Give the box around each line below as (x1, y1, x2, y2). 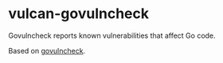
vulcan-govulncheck (8, 5, 150, 23)
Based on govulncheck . (8, 46, 86, 55)
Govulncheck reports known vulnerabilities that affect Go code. (8, 31, 217, 40)
